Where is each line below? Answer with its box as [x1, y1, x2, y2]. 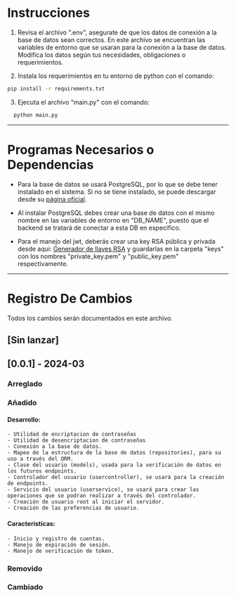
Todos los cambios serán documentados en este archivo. [7, 314, 173, 322]
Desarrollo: [7, 415, 41, 424]
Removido [7, 563, 43, 573]
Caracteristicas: [7, 519, 56, 527]
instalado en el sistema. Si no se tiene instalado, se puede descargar [17, 188, 216, 196]
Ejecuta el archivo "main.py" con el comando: [17, 98, 150, 106]
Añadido [7, 398, 37, 408]
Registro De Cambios [7, 290, 133, 306]
